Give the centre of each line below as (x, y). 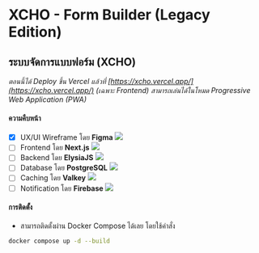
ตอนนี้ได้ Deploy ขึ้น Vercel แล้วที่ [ (59, 81)
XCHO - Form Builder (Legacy (109, 15)
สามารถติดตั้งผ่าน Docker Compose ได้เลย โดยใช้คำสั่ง (98, 226)
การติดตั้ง (21, 207)
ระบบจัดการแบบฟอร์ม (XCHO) (72, 62)
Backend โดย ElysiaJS (57, 158)
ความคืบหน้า (25, 118)
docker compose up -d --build (59, 241)
